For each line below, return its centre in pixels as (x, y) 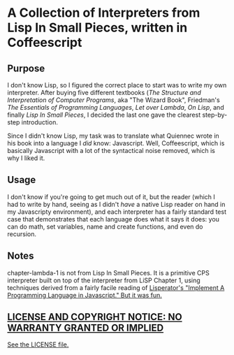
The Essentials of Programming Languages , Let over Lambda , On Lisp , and (116, 107)
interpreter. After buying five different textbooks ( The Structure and (104, 93)
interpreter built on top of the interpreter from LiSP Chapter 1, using (104, 280)
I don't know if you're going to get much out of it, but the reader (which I (111, 196)
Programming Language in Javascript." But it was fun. (85, 295)
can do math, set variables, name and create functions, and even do (105, 226)
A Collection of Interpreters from (104, 13)
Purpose (26, 68)
